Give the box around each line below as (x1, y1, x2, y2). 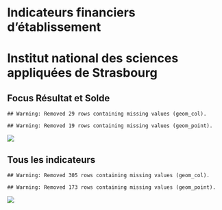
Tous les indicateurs (7, 154, 96, 166)
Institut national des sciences (7, 51, 179, 66)
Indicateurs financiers (7, 5, 136, 21)
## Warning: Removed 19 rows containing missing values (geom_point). (7, 122, 213, 129)
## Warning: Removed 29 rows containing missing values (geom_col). (7, 111, 207, 118)
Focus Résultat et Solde (7, 92, 110, 104)
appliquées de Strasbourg (7, 65, 158, 81)
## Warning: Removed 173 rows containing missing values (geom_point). (7, 184, 216, 191)
